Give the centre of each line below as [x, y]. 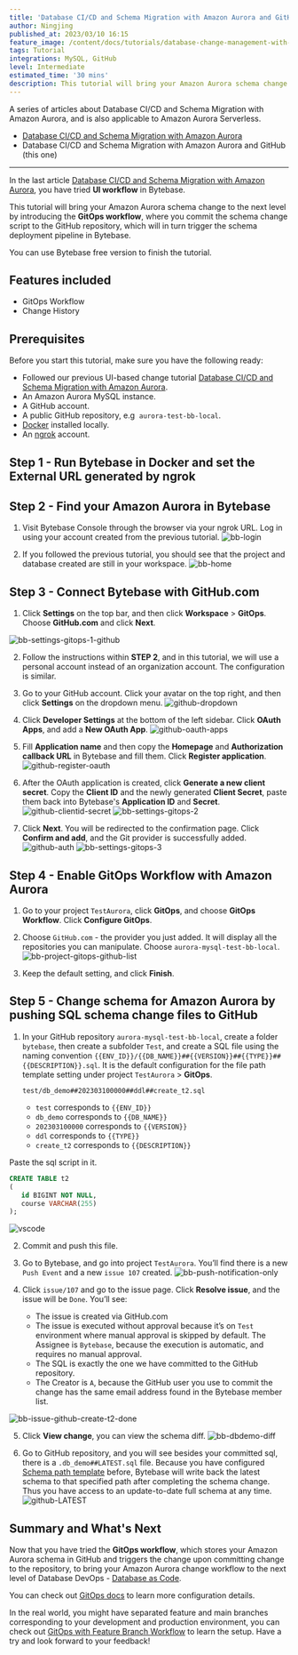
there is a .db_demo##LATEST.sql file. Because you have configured [143, 1463]
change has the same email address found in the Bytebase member [159, 1392]
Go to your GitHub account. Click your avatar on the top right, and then [151, 694]
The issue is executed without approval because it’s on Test [145, 1326]
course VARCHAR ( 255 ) [59, 1203]
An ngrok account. [56, 434]
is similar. [39, 676]
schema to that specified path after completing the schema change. [146, 1482]
